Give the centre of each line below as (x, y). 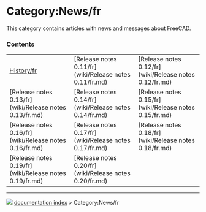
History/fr (23, 70)
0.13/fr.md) (26, 115)
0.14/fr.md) (91, 115)
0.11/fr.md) (91, 82)
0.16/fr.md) (26, 148)
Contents (21, 44)
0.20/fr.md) (91, 181)
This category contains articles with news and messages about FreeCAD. (99, 28)
